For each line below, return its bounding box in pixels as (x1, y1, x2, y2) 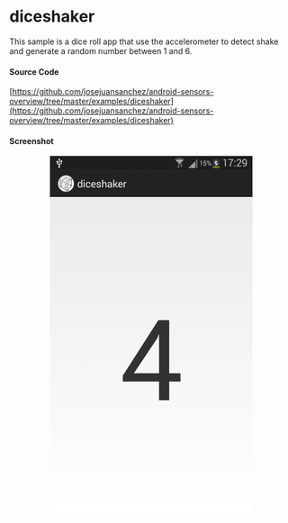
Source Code (9, 66, 59, 77)
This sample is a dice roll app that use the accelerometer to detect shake (9, 36, 279, 47)
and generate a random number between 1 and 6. (9, 45, 193, 56)
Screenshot (9, 135, 54, 146)
